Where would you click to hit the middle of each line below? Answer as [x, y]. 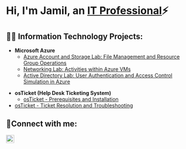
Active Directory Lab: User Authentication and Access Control [98, 75]
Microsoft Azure [35, 50]
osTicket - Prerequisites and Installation [71, 99]
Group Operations [45, 63]
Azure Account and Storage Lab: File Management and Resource [101, 57]
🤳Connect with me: [42, 124]
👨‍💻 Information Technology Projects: [75, 36]
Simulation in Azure [46, 82]
